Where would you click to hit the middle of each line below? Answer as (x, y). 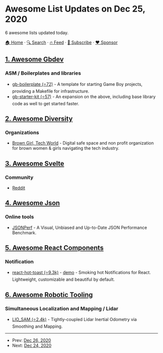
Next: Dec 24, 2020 (32, 346)
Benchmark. (24, 233)
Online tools (19, 217)
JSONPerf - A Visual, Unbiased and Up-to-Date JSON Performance (79, 227)
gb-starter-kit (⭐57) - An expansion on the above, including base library (84, 96)
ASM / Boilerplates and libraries (43, 73)
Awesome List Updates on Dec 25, (75, 9)
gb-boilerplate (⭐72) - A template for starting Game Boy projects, (77, 84)
